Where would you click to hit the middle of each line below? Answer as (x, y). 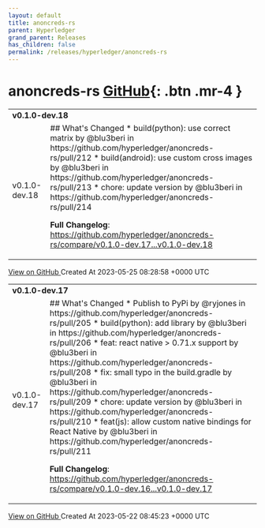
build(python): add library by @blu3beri (174, 323)
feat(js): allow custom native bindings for (176, 421)
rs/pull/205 (71, 323)
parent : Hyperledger (42, 30)
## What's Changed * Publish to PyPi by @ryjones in (148, 303)
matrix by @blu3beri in (92, 137)
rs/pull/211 (71, 451)
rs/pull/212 (71, 157)
